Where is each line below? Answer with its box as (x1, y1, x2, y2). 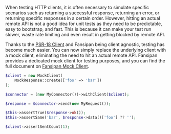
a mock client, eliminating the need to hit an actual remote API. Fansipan (5, 52, 158, 58)
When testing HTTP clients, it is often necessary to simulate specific (5, 5, 149, 10)
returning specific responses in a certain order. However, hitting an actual (5, 15, 160, 21)
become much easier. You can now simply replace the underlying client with (5, 47, 166, 53)
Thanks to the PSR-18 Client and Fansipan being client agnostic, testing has (5, 41, 165, 48)
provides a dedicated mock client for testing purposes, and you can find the (5, 58, 165, 63)
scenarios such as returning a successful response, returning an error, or (5, 10, 160, 16)
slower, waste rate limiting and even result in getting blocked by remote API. (5, 32, 165, 37)
